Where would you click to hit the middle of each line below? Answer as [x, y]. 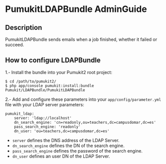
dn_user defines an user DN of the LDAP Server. [61, 156]
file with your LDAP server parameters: [45, 104]
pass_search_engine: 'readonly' [47, 127]
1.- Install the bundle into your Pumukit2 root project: [59, 72]
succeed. [15, 45]
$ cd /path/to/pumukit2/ [31, 81]
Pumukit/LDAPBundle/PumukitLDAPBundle [45, 90]
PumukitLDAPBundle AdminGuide [76, 9]
